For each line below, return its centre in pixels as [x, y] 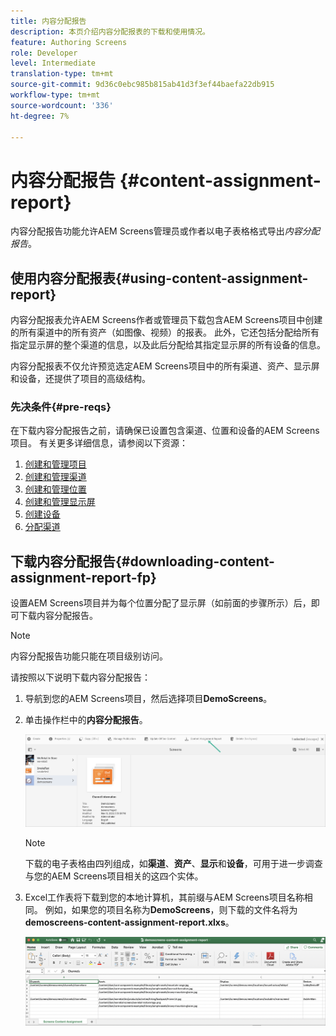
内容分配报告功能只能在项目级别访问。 [89, 656]
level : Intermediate [53, 63]
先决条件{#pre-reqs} [61, 407]
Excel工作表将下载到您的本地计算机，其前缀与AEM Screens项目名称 [164, 897]
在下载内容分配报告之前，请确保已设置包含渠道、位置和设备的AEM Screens [165, 431]
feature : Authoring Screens [69, 42]
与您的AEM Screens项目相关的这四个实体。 [114, 876]
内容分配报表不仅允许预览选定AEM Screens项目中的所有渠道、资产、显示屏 [165, 366]
